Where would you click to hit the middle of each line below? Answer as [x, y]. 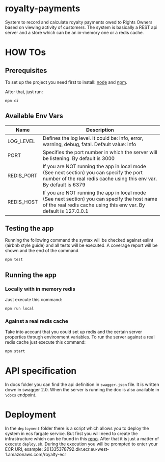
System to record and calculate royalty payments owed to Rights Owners [79, 22]
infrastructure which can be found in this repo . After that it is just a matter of [82, 438]
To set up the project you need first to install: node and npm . [66, 82]
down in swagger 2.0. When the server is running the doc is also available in [82, 389]
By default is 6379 [64, 184]
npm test [14, 260]
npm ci [12, 101]
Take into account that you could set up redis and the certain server [74, 332]
